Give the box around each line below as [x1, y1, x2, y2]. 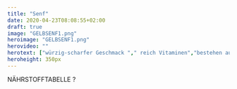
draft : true [7, 23, 42, 30]
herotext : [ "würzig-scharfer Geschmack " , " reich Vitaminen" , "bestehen [7, 50, 222, 57]
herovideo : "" [7, 43, 49, 50]
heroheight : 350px [7, 56, 61, 63]
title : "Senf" [7, 10, 49, 18]
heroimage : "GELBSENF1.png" [7, 36, 90, 43]
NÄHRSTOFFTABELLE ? [7, 75, 76, 83]
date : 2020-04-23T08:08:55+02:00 [7, 17, 106, 24]
